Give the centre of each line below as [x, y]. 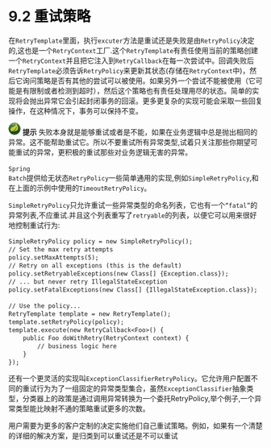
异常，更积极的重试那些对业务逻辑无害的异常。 [114, 152]
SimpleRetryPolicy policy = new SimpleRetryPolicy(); [101, 241]
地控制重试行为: [34, 225]
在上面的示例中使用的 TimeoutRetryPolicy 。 [80, 188]
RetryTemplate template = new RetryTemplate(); [90, 314]
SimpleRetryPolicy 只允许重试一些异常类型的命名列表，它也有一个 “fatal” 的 [133, 205]
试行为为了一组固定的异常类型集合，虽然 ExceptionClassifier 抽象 [138, 388]
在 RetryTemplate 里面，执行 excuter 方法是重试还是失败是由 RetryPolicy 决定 [131, 40]
